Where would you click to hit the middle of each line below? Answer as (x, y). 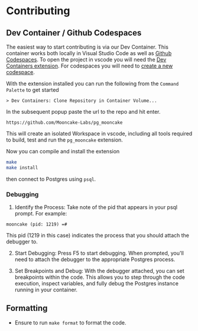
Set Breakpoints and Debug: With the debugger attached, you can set (99, 271)
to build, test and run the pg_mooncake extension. (64, 140)
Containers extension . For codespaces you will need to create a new (90, 66)
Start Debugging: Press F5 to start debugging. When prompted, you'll (99, 253)
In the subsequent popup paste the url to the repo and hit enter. (83, 112)
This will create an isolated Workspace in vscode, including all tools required (99, 134)
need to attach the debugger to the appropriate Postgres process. (95, 259)
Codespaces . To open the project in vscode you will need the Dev (86, 60)
